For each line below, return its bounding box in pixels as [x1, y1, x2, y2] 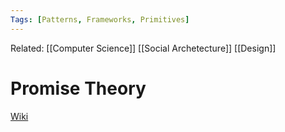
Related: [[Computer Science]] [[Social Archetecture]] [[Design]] [10, 42, 277, 54]
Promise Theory [10, 77, 147, 100]
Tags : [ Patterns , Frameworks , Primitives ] [10, 14, 190, 25]
